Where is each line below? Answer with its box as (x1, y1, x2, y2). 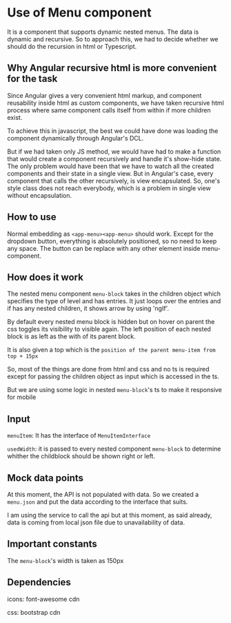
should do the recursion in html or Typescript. (7, 42, 137, 50)
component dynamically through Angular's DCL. (7, 134, 144, 142)
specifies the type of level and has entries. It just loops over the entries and (7, 297, 221, 305)
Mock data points (7, 472, 84, 484)
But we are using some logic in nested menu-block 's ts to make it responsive (7, 386, 223, 394)
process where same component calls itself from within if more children (7, 105, 211, 114)
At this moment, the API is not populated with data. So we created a (7, 491, 199, 498)
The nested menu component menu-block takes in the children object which (7, 289, 221, 298)
